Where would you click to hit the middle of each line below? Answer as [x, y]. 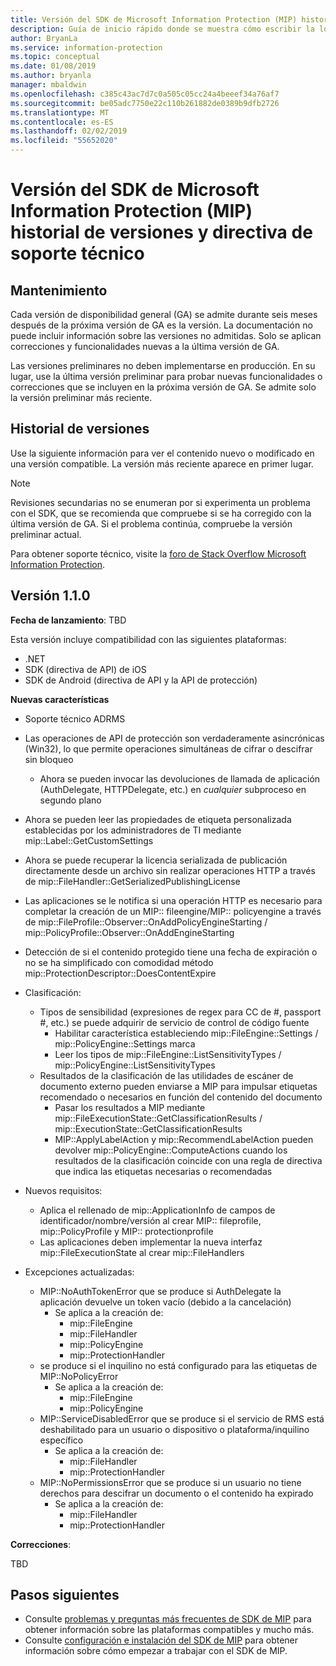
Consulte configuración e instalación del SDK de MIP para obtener [161, 1640]
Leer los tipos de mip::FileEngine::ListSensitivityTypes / [168, 1054]
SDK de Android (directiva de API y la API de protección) [141, 680]
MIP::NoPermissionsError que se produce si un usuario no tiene [170, 1482]
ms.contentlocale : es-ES [62, 122]
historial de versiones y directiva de [161, 232]
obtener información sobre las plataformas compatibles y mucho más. [169, 1630]
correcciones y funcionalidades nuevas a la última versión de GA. [145, 346]
